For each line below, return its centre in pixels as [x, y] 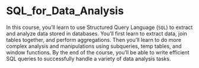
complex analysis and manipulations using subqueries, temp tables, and [94, 46]
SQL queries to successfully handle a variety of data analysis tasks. [89, 59]
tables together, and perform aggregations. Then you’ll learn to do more [94, 40]
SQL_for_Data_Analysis [65, 11]
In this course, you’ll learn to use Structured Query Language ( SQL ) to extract [99, 27]
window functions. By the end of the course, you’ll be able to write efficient [98, 52]
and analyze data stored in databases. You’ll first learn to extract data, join [97, 33]
